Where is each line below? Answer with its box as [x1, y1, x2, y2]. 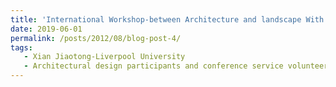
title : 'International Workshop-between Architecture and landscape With [10, 14, 325, 25]
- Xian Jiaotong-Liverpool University [23, 52, 186, 62]
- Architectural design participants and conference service [23, 61, 284, 71]
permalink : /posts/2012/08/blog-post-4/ [10, 33, 182, 43]
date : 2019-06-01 [10, 24, 83, 34]
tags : [10, 42, 33, 53]
